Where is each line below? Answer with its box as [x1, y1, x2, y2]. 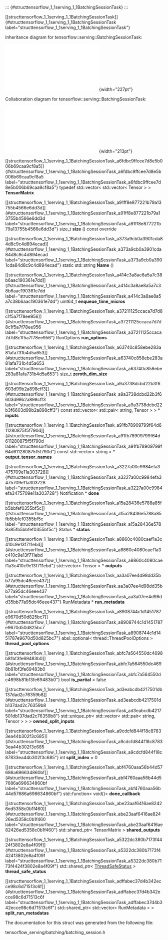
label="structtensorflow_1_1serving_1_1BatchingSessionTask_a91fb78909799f [5, 443, 162, 449]
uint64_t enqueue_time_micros [60, 298, 125, 304]
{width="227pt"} [99, 86, 133, 92]
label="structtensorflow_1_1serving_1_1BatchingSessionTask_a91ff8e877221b [5, 221, 161, 226]
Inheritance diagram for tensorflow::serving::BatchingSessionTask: [5, 34, 142, 40]
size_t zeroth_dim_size [59, 371, 107, 377]
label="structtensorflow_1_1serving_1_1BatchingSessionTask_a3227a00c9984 [5, 485, 162, 491]
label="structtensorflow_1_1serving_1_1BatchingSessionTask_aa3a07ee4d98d [5, 594, 162, 599]
